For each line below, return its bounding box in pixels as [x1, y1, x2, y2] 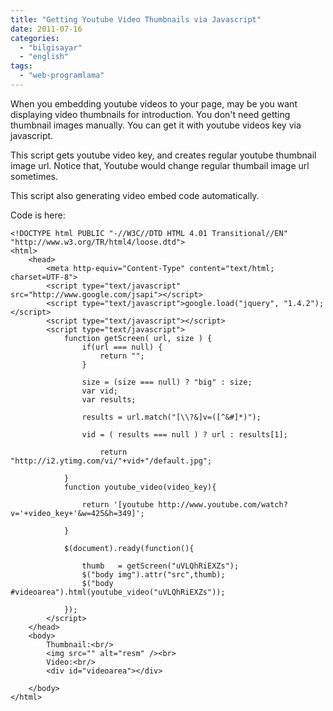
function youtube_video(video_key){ [63, 482, 217, 492]
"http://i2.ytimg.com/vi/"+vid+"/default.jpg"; [10, 456, 213, 466]
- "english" [19, 52, 70, 62]
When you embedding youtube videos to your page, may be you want [10, 97, 298, 110]
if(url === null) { [81, 342, 163, 352]
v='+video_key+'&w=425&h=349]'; [10, 508, 145, 518]
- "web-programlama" [19, 71, 105, 81]
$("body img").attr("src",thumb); [81, 569, 226, 580]
